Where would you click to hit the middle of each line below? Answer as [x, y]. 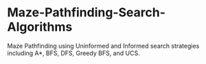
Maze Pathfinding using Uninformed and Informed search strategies [103, 46]
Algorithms [40, 27]
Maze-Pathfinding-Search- [87, 13]
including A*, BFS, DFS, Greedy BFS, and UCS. [73, 53]
